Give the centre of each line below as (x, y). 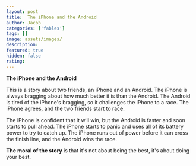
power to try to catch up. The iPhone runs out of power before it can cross (97, 133)
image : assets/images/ (34, 39)
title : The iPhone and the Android (51, 17)
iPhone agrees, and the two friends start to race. (65, 108)
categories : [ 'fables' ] (36, 28)
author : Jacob (24, 23)
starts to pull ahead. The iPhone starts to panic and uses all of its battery (95, 126)
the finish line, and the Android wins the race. (62, 139)
